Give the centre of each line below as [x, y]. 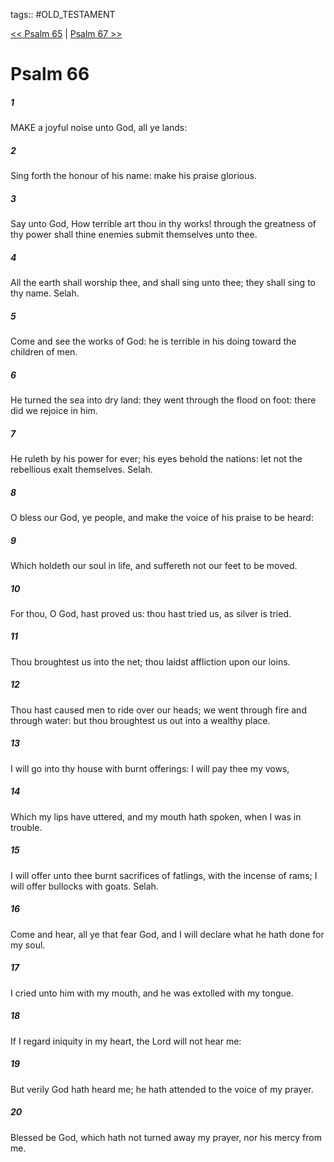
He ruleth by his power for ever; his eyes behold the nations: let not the [156, 458]
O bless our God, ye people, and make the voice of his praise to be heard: [162, 517]
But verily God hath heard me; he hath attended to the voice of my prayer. [162, 1089]
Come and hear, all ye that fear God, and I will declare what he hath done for [167, 934]
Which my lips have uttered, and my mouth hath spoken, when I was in [156, 816]
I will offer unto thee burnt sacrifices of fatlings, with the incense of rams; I [164, 875]
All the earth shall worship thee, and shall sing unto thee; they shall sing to [163, 283]
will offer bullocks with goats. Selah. [84, 886]
